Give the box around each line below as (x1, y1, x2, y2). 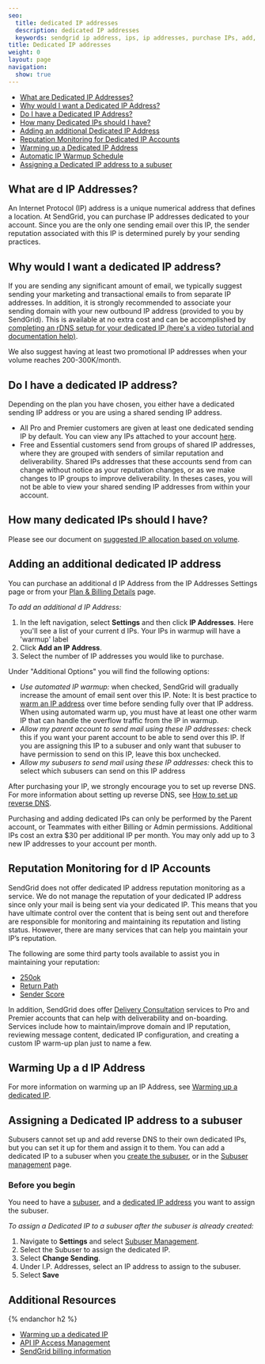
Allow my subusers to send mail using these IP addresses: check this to (19, 757, 254, 767)
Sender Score (19, 989, 65, 999)
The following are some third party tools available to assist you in (8, 948, 220, 958)
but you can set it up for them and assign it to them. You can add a (8, 1143, 225, 1153)
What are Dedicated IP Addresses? (19, 92, 134, 101)
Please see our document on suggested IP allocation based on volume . (8, 534, 240, 543)
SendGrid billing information (19, 1347, 112, 1356)
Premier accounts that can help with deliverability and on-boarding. (8, 1013, 228, 1023)
